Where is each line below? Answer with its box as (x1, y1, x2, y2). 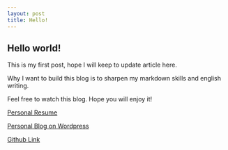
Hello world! (7, 42, 61, 54)
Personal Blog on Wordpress (7, 122, 89, 131)
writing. (7, 81, 29, 90)
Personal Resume (7, 108, 58, 117)
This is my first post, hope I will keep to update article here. (7, 60, 178, 69)
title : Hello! (7, 17, 49, 24)
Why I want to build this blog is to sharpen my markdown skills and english (7, 74, 222, 83)
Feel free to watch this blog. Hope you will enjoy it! (7, 95, 153, 103)
